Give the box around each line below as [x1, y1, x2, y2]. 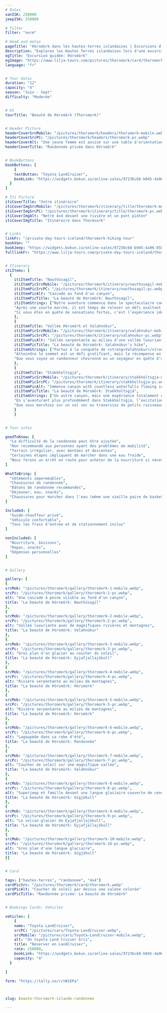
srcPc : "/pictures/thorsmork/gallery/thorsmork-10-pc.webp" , [5, 841, 135, 847]
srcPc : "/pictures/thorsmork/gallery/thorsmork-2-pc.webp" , [5, 618, 133, 623]
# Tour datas [5, 76, 32, 81]
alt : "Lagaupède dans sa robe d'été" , [5, 735, 85, 740]
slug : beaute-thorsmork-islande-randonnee [5, 996, 94, 1002]
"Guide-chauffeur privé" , [9, 512, 64, 517]
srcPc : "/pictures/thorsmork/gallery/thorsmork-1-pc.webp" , [5, 590, 133, 595]
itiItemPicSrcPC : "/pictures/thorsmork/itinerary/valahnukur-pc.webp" [14, 333, 164, 338]
